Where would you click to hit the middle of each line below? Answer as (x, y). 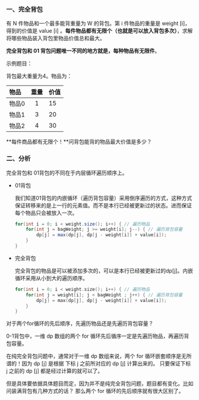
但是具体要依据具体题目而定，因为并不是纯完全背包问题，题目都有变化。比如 (100, 383)
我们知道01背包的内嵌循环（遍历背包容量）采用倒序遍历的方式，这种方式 (103, 198)
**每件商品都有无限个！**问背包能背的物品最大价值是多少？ (79, 142)
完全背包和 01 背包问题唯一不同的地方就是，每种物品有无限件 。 (83, 51)
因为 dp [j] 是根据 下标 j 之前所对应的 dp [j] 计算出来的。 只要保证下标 (106, 364)
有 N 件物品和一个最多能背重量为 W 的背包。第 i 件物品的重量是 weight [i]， (98, 23)
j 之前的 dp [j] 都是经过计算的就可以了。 (55, 371)
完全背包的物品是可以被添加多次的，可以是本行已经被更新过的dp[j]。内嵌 (104, 271)
